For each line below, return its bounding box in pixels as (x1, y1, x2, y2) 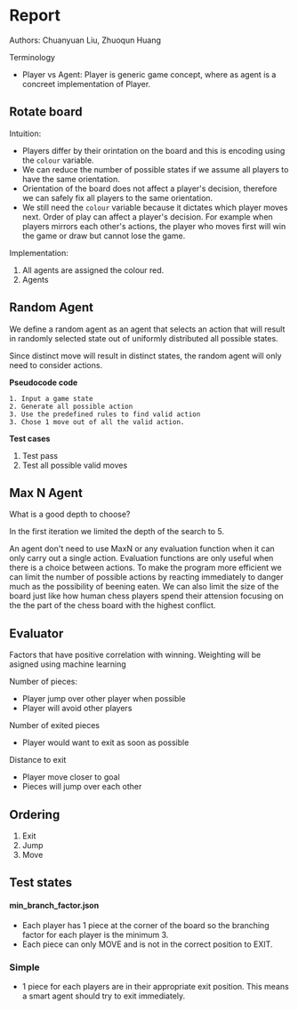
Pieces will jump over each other (21, 782, 142, 792)
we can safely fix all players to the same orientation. (21, 192, 213, 203)
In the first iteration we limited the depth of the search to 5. (9, 526, 225, 537)
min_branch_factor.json (9, 900, 100, 910)
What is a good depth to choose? (9, 509, 131, 520)
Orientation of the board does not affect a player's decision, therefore (21, 183, 278, 194)
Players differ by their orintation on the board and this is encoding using (21, 145, 286, 156)
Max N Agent (9, 485, 83, 501)
